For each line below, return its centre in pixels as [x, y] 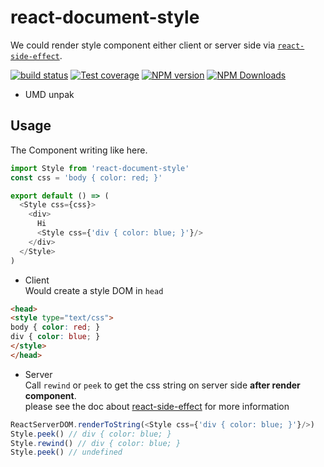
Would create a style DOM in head [94, 290]
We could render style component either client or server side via [143, 45]
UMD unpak [49, 94]
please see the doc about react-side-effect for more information [157, 406]
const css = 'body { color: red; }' [86, 177]
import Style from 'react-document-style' [100, 168]
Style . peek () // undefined [66, 452]
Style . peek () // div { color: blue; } [91, 434]
